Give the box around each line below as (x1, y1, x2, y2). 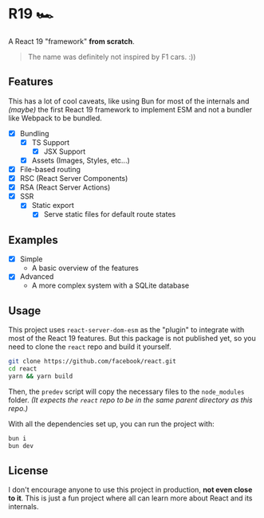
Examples (8, 233, 58, 246)
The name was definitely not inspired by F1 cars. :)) (27, 52, 196, 61)
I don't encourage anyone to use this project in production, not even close (8, 485, 253, 495)
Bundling (19, 128, 49, 138)
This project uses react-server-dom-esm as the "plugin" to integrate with (8, 325, 245, 335)
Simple (19, 254, 43, 264)
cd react (8, 365, 37, 373)
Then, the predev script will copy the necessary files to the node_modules (8, 387, 245, 396)
